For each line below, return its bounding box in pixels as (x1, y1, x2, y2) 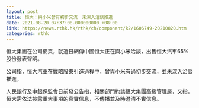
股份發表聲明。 (6, 55, 43, 62)
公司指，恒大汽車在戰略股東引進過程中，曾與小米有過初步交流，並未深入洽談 (6, 68, 193, 75)
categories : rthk (6, 31, 49, 37)
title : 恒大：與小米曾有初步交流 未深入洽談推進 (6, 14, 113, 20)
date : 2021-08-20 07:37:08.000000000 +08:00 (6, 20, 118, 26)
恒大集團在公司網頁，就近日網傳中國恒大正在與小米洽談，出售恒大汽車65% (6, 48, 189, 55)
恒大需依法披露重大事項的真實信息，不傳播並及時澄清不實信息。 (6, 96, 162, 103)
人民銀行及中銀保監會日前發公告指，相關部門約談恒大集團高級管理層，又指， (6, 88, 193, 95)
